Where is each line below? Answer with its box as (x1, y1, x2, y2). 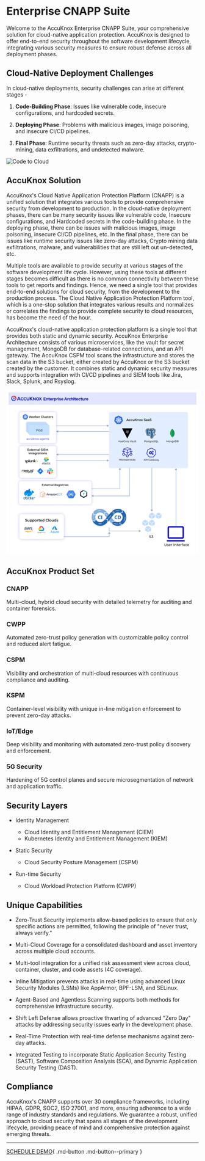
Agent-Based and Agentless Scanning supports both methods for (15, 996, 180, 1003)
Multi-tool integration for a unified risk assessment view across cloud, (15, 959, 191, 967)
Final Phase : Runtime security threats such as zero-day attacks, (15, 139, 177, 147)
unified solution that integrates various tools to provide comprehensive (6, 198, 184, 205)
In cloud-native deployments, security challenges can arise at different (6, 84, 184, 92)
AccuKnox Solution (6, 175, 81, 186)
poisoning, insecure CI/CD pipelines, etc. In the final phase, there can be (6, 230, 189, 238)
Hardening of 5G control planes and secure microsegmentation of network (6, 776, 194, 784)
